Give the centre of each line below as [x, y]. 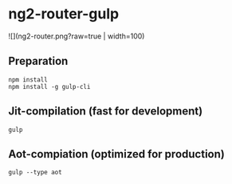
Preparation [38, 61]
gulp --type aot [35, 173]
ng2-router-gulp [64, 14]
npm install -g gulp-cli [49, 86]
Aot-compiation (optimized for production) [116, 154]
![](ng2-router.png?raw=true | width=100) [77, 36]
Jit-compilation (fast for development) [106, 112]
